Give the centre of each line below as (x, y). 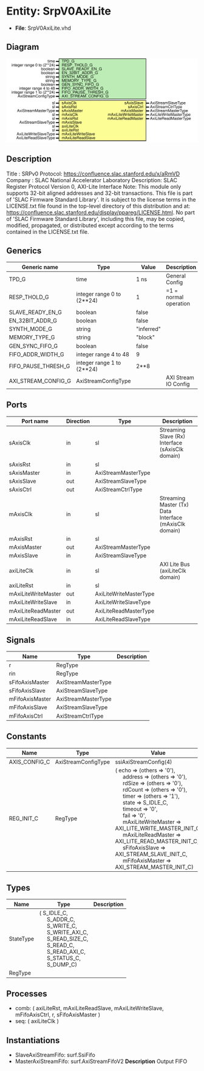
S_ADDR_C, (61, 919)
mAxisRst (21, 539)
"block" (145, 338)
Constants (26, 737)
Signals (21, 640)
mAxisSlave (23, 556)
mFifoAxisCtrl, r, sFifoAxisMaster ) (58, 1015)
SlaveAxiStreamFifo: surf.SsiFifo (55, 1055)
